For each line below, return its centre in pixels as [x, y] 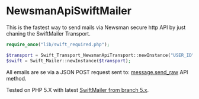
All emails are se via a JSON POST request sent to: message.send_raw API [97, 72]
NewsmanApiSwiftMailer [69, 11]
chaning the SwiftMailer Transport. [48, 33]
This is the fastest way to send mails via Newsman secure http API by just [96, 27]
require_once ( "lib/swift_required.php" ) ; [58, 44]
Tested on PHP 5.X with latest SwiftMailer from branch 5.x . [78, 90]
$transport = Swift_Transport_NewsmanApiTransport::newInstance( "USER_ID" [100, 55]
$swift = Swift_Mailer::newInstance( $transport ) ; [69, 60]
